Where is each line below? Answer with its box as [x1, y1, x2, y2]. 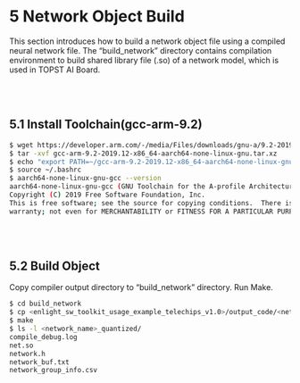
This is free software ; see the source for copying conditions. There [9, 198, 281, 207]
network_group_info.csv [9, 366, 98, 375]
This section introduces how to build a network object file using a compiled [9, 36, 286, 46]
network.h [9, 349, 46, 358]
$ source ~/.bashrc [9, 165, 82, 175]
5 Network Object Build [9, 6, 185, 27]
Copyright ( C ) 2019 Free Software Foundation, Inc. [9, 190, 205, 199]
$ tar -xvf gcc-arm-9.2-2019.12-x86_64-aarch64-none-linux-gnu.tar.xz [9, 149, 278, 158]
